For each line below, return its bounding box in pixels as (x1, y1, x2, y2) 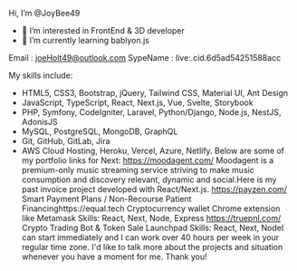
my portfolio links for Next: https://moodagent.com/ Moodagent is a (21, 155, 274, 166)
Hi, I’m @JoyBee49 (8, 8, 81, 18)
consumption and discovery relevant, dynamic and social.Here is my (21, 174, 277, 185)
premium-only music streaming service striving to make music (21, 165, 254, 175)
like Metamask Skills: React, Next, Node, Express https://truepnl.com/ (21, 213, 282, 223)
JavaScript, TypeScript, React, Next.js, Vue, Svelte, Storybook (21, 97, 254, 108)
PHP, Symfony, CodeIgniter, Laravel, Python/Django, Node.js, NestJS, (21, 107, 282, 117)
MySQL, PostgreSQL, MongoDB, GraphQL (21, 126, 178, 137)
